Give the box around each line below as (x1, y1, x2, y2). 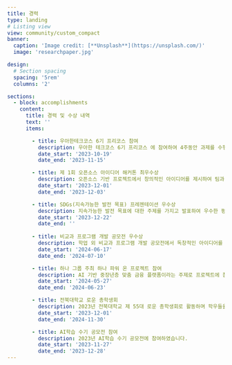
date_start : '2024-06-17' (37, 246, 113, 253)
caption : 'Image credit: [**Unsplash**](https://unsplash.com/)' (13, 42, 206, 49)
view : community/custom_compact (7, 29, 100, 37)
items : (25, 125, 45, 132)
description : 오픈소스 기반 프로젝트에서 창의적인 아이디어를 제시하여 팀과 (37, 176, 224, 183)
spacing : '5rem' (13, 74, 60, 81)
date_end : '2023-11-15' (37, 157, 107, 164)
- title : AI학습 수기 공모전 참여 (32, 328, 119, 335)
